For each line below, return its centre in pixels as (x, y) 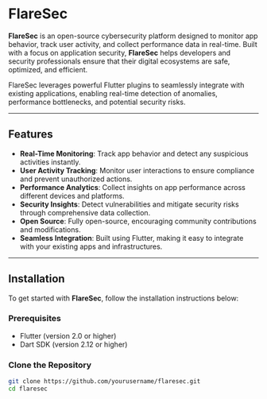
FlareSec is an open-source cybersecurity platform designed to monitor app (133, 36)
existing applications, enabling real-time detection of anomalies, (113, 93)
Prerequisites (35, 319)
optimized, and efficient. (48, 69)
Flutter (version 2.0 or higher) (68, 335)
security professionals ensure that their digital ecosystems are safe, (119, 61)
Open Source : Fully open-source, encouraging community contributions (138, 221)
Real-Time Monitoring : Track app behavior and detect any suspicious (134, 153)
